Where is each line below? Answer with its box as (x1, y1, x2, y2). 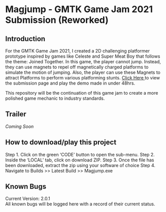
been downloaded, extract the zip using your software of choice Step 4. (5, 162, 156, 168)
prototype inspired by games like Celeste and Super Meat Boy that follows (5, 53, 160, 59)
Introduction (5, 34, 46, 43)
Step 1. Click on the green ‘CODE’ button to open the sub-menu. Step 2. (5, 151, 155, 157)
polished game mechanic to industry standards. (5, 95, 105, 101)
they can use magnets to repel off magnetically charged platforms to (5, 64, 149, 70)
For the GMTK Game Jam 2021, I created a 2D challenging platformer (5, 48, 150, 54)
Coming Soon (5, 123, 34, 130)
